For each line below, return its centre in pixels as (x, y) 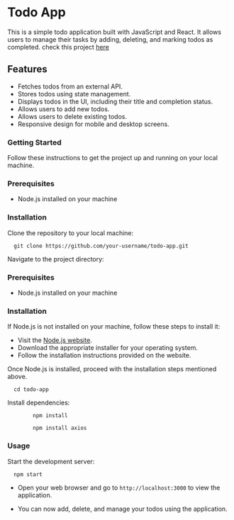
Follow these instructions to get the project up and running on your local (113, 158)
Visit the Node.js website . (55, 340)
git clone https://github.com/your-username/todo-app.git (101, 246)
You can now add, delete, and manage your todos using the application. (123, 509)
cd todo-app (32, 390)
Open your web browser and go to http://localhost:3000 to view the (119, 487)
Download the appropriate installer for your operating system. (108, 348)
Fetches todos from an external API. (70, 86)
